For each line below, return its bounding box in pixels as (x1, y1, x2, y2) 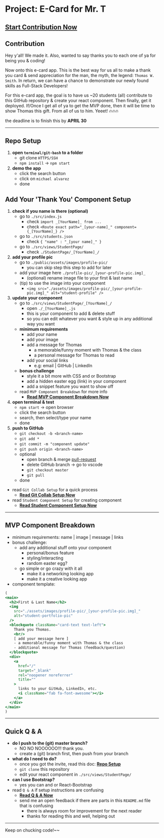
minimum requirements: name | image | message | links (12, 534, 123, 540)
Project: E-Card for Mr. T (5, 3, 106, 15)
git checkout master (26, 468, 69, 473)
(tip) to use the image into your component (19, 280, 106, 286)
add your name (26, 331, 58, 337)
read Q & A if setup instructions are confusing (12, 787, 104, 793)
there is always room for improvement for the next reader (26, 808, 142, 814)
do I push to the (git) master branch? (12, 740, 88, 746)
